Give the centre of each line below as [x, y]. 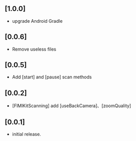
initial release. [27, 134]
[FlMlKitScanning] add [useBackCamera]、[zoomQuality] [72, 106]
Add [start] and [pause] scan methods [52, 77]
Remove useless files [34, 49]
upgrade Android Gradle [37, 21]
